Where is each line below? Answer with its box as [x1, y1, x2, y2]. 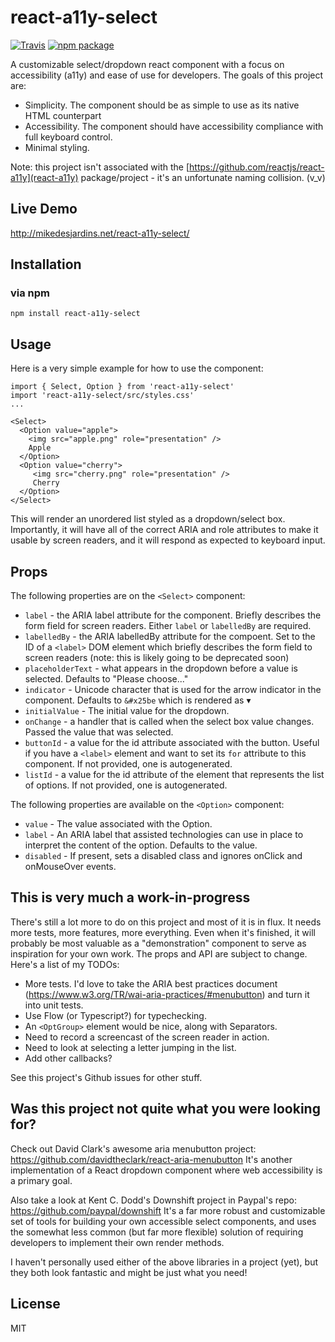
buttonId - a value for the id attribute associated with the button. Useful [24, 737, 320, 749]
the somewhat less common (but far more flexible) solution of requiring [10, 1226, 304, 1238]
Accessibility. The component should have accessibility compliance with [24, 120, 324, 132]
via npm [10, 286, 51, 300]
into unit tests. [24, 999, 84, 1011]
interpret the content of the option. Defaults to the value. [24, 839, 258, 851]
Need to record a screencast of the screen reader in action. [24, 1031, 270, 1043]
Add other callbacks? [24, 1052, 113, 1064]
